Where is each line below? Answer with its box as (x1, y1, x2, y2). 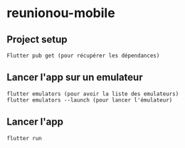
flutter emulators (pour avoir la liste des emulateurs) (6, 90, 179, 97)
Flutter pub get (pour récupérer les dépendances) (6, 52, 160, 59)
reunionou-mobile (6, 5, 115, 21)
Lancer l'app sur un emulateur (6, 71, 143, 83)
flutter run (6, 134, 42, 142)
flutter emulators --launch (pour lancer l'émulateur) (6, 96, 173, 104)
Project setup (6, 33, 68, 46)
